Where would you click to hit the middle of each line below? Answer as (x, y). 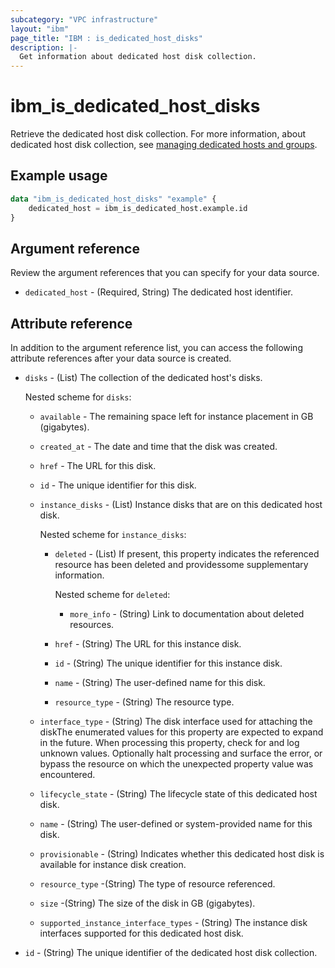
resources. (92, 625)
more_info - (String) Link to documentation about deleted (187, 614)
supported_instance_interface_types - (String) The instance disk (173, 923)
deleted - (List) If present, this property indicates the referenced (187, 554)
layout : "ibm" (40, 29)
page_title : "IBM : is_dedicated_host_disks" (106, 38)
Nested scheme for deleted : (112, 595)
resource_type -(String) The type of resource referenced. (157, 884)
